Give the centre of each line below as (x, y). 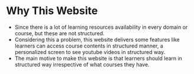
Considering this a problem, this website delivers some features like (97, 39)
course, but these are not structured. (59, 33)
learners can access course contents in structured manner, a (89, 46)
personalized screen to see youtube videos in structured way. (90, 52)
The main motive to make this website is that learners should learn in (98, 58)
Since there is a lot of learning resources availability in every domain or (101, 27)
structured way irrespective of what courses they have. (82, 64)
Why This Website (52, 11)
